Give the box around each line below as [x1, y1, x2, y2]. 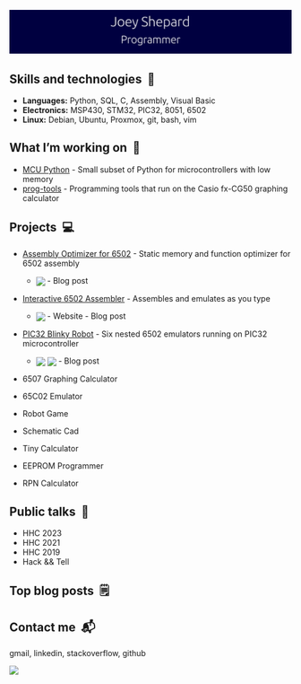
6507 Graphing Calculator [21, 373, 118, 384]
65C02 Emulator [21, 391, 83, 402]
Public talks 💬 [9, 504, 90, 519]
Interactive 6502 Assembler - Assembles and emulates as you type [21, 293, 271, 303]
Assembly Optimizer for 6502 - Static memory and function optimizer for [21, 248, 291, 259]
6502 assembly [21, 258, 81, 268]
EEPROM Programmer [21, 460, 104, 471]
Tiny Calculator [21, 443, 79, 454]
